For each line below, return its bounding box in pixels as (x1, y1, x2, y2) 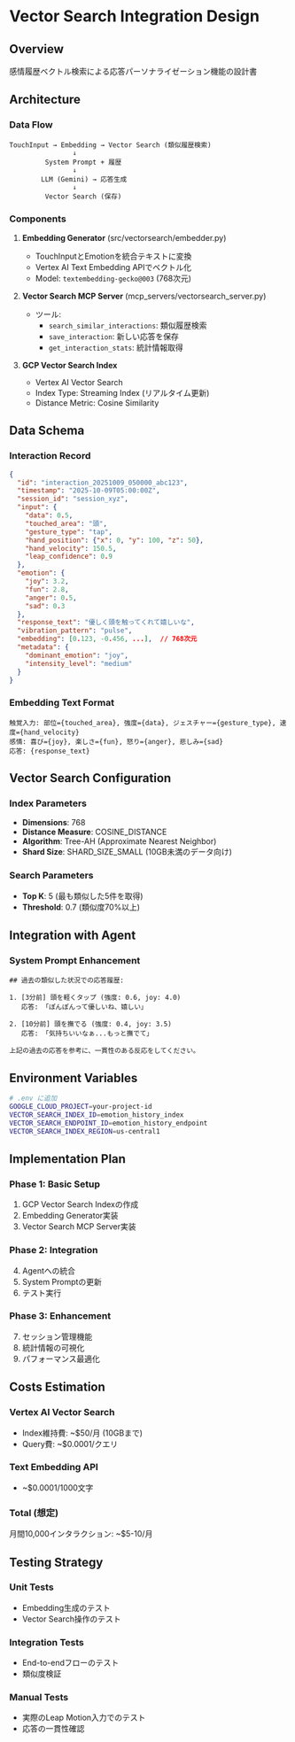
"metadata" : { (17, 643, 69, 652)
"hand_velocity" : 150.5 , (25, 544, 117, 553)
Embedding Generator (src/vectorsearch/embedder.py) (21, 232, 227, 243)
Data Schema (9, 423, 85, 438)
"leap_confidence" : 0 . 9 (25, 552, 113, 561)
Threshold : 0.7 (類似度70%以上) (21, 902, 140, 912)
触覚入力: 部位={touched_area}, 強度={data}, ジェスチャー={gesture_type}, (9, 718, 276, 727)
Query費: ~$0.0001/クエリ (21, 1438, 118, 1449)
